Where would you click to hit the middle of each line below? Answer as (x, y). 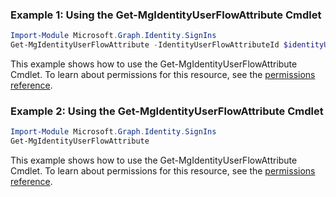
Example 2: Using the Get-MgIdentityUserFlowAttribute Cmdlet (167, 111)
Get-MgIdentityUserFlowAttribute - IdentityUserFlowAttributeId (145, 45)
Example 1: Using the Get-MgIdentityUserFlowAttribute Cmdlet (166, 15)
